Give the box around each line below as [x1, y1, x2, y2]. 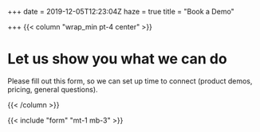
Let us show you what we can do [7, 50, 228, 68]
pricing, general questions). [7, 84, 98, 94]
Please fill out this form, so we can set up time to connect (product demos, [7, 76, 253, 86]
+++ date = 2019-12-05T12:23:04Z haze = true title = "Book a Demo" [7, 7, 234, 16]
